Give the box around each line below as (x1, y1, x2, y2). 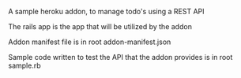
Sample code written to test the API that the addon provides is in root (8, 53, 233, 61)
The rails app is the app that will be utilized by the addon (8, 22, 192, 31)
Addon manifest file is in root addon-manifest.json (8, 37, 171, 46)
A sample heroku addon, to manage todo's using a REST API (8, 7, 205, 16)
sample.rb (8, 61, 41, 70)
